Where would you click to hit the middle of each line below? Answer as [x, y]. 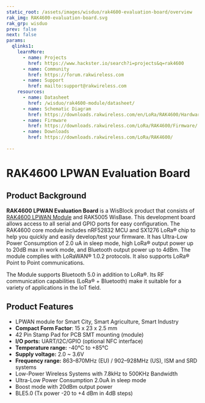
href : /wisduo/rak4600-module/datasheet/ [82, 103]
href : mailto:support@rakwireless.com [77, 86]
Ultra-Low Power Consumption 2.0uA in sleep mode [81, 380]
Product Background [46, 196]
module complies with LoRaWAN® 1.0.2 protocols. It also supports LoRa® [98, 256]
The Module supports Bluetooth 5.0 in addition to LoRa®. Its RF [85, 274]
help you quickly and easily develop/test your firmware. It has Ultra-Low [97, 236]
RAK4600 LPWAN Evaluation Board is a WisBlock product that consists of [101, 210]
